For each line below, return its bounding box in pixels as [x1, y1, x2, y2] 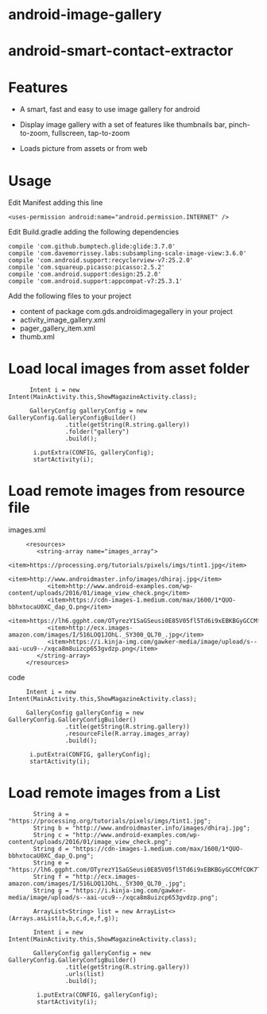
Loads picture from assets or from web [19, 144, 148, 153]
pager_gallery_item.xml [19, 323, 95, 333]
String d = [33, 845, 69, 853]
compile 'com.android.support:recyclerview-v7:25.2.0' [8, 257, 194, 265]
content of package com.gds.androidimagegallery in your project [19, 307, 233, 316]
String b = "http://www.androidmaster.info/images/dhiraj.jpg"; [33, 824, 250, 832]
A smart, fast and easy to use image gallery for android [19, 105, 200, 114]
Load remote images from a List [8, 784, 221, 802]
